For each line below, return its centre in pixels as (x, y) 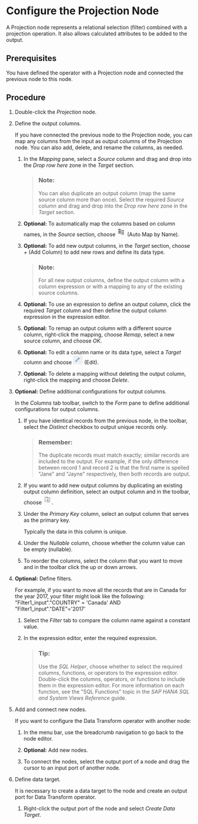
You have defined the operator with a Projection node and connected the (95, 73)
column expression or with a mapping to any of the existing (110, 287)
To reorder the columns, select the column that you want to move (103, 561)
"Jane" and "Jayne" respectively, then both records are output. (114, 474)
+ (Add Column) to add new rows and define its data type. (94, 252)
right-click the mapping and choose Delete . (76, 380)
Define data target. (38, 779)
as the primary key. (47, 520)
